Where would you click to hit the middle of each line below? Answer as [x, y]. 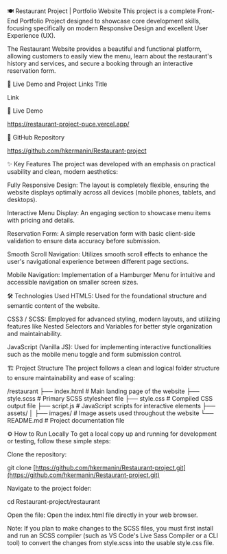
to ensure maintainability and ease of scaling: [71, 378]
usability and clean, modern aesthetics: [63, 171]
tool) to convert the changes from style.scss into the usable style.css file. [111, 543]
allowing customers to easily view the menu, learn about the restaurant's [110, 56]
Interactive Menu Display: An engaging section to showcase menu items [109, 213]
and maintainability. [35, 334]
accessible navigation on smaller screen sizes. [73, 282]
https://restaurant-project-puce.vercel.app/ [68, 124]
